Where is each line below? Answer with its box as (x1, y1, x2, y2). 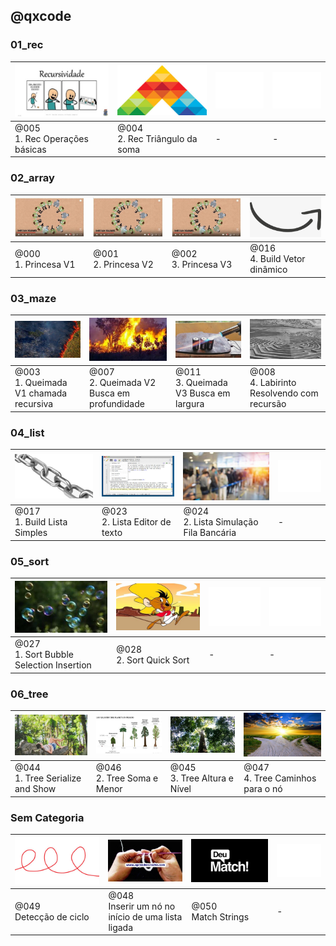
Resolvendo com (249, 387, 319, 399)
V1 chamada (14, 387, 68, 399)
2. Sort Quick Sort (116, 654, 190, 666)
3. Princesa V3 (171, 258, 233, 270)
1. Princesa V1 (14, 258, 76, 270)
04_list (10, 425, 45, 439)
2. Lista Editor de (101, 516, 172, 528)
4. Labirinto (249, 377, 297, 389)
